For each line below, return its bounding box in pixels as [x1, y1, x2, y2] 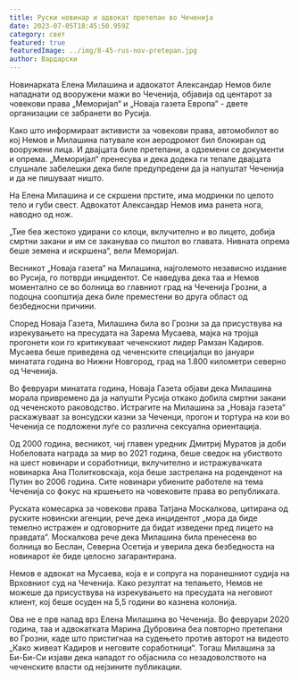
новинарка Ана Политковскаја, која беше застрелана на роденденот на [9, 467, 283, 477]
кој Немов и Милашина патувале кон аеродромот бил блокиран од [9, 135, 266, 145]
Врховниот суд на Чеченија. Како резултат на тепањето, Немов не [9, 578, 263, 588]
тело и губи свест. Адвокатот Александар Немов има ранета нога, [9, 200, 264, 210]
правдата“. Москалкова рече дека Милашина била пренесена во [9, 532, 257, 542]
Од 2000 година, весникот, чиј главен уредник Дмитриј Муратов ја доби [9, 438, 287, 448]
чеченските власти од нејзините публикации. [9, 661, 183, 672]
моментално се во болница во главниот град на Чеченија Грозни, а [9, 282, 268, 292]
